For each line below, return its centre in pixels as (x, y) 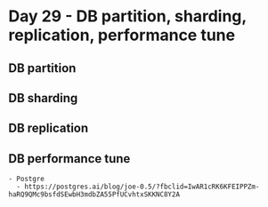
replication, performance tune (122, 35)
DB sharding (43, 98)
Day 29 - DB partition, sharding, (127, 16)
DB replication (49, 128)
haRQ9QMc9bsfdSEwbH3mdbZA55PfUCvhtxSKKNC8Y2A (94, 195)
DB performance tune (69, 159)
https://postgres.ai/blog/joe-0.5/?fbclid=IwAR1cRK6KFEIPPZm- (142, 187)
